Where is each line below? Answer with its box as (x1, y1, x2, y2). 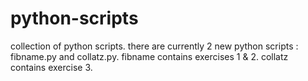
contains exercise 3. (10, 61, 93, 73)
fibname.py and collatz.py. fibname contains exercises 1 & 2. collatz (10, 50, 289, 62)
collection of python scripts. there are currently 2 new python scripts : (10, 40, 299, 52)
